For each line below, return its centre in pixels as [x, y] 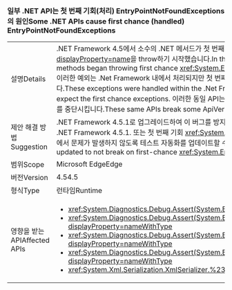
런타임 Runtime [79, 190]
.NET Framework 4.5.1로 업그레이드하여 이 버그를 [134, 123]
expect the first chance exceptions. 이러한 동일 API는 [141, 99]
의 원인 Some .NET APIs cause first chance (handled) [96, 21]
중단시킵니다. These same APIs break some [133, 109]
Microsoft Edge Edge [89, 164]
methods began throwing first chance [117, 69]
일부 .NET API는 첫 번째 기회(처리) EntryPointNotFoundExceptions [116, 10]
